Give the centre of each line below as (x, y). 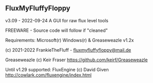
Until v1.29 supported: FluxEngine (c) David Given (57, 69)
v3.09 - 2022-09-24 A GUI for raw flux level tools (57, 20)
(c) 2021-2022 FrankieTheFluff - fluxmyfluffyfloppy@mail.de (68, 50)
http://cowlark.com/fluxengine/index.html (49, 75)
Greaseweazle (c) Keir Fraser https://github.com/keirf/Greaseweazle (76, 60)
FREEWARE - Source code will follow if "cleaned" (56, 30)
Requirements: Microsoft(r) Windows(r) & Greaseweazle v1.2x (70, 40)
